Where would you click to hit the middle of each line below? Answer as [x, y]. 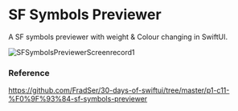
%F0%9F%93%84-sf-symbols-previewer [78, 99]
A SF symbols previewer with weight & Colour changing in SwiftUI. [118, 37]
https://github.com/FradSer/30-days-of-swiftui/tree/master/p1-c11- [119, 90]
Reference [29, 73]
